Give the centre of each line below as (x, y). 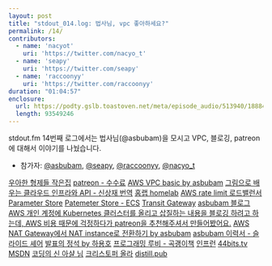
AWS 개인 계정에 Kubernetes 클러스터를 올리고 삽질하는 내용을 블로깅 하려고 (130, 213)
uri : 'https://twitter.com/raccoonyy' (88, 84)
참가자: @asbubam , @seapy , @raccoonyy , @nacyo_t (108, 165)
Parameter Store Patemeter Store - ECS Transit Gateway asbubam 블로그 (130, 203)
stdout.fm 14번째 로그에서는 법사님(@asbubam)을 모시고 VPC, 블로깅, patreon (134, 138)
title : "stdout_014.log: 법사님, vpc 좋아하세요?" (89, 24)
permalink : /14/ (36, 31)
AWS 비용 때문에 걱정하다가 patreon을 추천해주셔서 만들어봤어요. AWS (137, 223)
